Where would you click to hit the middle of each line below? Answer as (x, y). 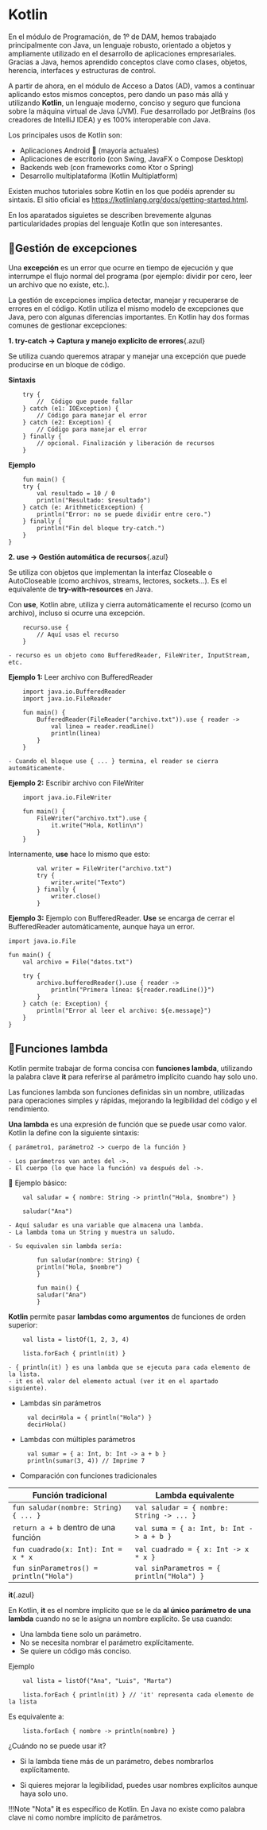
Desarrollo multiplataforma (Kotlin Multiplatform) (99, 176)
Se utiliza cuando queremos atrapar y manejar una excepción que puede (127, 356)
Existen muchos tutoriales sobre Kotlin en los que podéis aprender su (122, 191)
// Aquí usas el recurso (78, 634)
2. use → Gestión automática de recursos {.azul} (88, 556)
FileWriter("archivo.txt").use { (92, 818)
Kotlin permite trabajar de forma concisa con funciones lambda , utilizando (130, 1068)
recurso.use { (46, 627)
